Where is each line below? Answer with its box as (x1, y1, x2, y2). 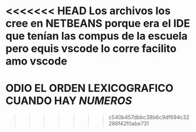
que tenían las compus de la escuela (5, 30, 188, 43)
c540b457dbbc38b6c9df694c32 (108, 114, 190, 121)
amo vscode (5, 54, 68, 68)
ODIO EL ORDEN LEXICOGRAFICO (5, 82, 174, 95)
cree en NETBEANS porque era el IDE (5, 17, 191, 30)
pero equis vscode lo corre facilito (5, 42, 177, 56)
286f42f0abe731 (108, 120, 149, 127)
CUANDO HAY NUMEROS (5, 94, 133, 108)
